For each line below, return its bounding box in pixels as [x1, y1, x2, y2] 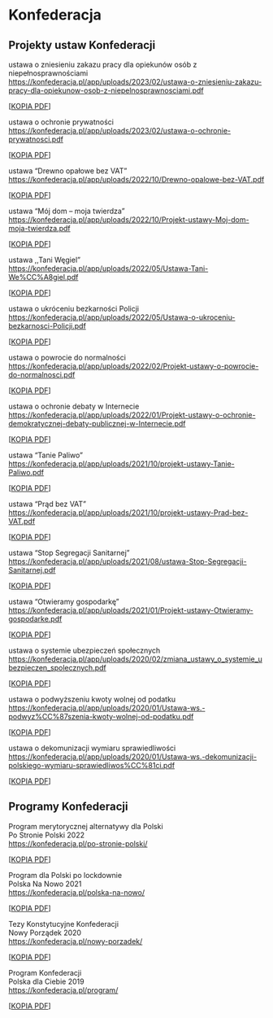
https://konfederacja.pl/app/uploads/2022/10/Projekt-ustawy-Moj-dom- [8, 215, 249, 225]
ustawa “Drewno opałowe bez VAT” [8, 166, 128, 176]
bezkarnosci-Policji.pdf [8, 321, 87, 330]
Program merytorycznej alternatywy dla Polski [8, 821, 164, 831]
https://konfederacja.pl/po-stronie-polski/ [8, 838, 148, 848]
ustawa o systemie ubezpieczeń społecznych [8, 645, 161, 655]
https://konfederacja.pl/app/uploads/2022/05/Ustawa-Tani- [8, 264, 209, 273]
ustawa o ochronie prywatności [8, 117, 114, 127]
